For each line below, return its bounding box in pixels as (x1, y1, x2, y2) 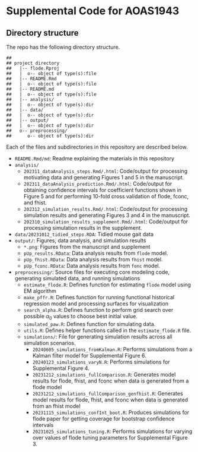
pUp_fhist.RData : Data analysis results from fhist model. (23, 256, 163, 263)
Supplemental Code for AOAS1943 (6, 4, 180, 18)
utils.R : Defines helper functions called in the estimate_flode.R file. (23, 327, 191, 334)
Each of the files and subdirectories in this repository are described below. (6, 144, 188, 150)
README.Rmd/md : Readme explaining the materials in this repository (14, 155, 175, 162)
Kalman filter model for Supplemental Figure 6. (32, 352, 146, 359)
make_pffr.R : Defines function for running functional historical (23, 294, 175, 301)
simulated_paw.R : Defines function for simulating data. (23, 320, 156, 327)
